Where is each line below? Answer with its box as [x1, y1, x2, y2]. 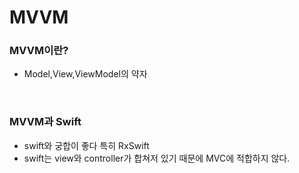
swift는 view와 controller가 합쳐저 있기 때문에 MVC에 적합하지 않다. [23, 152, 291, 164]
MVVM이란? [9, 44, 69, 58]
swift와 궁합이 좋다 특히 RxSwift [23, 139, 150, 151]
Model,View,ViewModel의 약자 [23, 68, 148, 80]
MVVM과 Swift [9, 115, 82, 129]
